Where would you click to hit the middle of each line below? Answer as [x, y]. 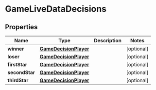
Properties [21, 27]
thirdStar [18, 80]
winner [16, 49]
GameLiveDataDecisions [56, 9]
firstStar [17, 64]
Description [108, 41]
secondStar [21, 72]
